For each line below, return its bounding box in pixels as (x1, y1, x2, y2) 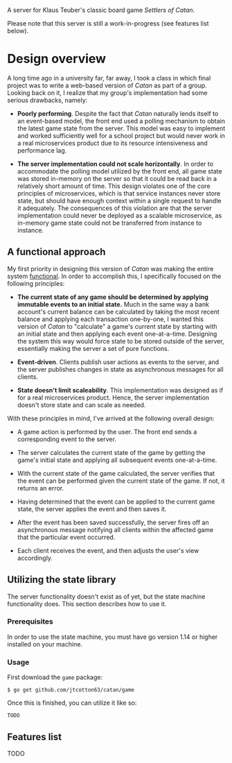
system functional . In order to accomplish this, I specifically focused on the (7, 272, 222, 280)
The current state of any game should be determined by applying (17, 293, 209, 301)
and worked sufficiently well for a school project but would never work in (17, 131, 225, 139)
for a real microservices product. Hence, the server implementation (17, 393, 210, 402)
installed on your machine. (7, 640, 83, 648)
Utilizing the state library (7, 574, 116, 585)
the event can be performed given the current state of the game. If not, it (17, 477, 225, 485)
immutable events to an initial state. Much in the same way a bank (17, 300, 210, 308)
